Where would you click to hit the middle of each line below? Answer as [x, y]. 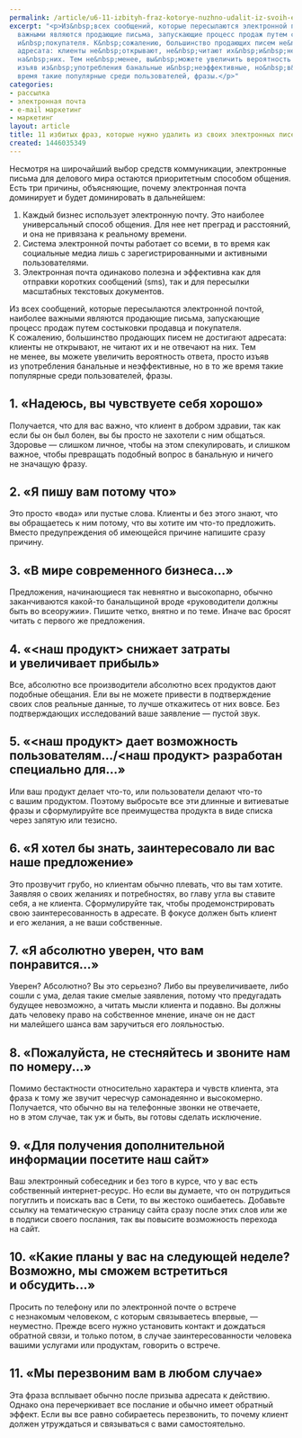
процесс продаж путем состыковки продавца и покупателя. [125, 327]
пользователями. [55, 263]
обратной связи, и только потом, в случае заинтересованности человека [151, 1335]
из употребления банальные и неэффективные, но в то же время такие [147, 366]
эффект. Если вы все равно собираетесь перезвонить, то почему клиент [149, 1414]
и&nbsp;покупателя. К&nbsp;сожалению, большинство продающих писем [147, 43]
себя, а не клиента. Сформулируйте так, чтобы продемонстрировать [142, 903]
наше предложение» [72, 863]
